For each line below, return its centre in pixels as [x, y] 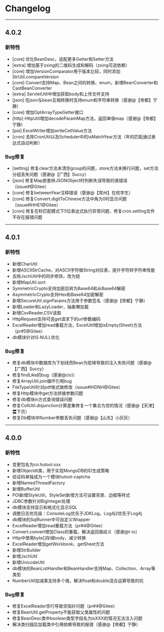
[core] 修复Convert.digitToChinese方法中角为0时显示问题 [69, 199]
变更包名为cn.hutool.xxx [36, 464]
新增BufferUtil [26, 489]
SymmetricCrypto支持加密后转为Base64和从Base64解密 [69, 288]
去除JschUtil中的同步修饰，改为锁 [46, 276]
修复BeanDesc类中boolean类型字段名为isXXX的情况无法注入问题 [77, 618]
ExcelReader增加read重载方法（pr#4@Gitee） [59, 525]
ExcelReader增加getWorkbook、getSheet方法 [58, 544]
